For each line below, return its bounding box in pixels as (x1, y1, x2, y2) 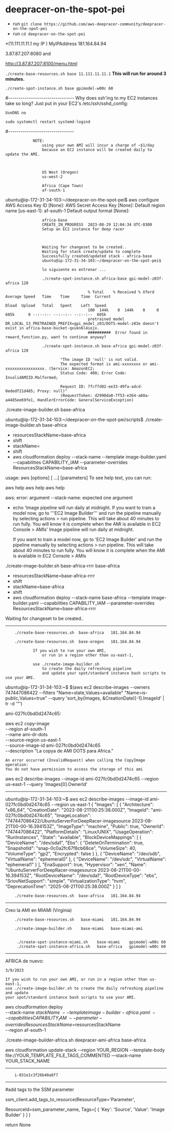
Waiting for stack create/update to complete (41, 249, 141, 254)
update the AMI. (5, 152, 40, 157)
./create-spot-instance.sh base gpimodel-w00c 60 (5, 86, 114, 91)
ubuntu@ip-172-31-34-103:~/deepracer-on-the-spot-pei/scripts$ (5, 416, 144, 423)
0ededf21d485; (5, 388, 36, 394)
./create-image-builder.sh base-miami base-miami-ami (14, 926, 143, 931)
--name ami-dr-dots (5, 731, 48, 737)
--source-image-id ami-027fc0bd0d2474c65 (5, 742, 101, 748)
